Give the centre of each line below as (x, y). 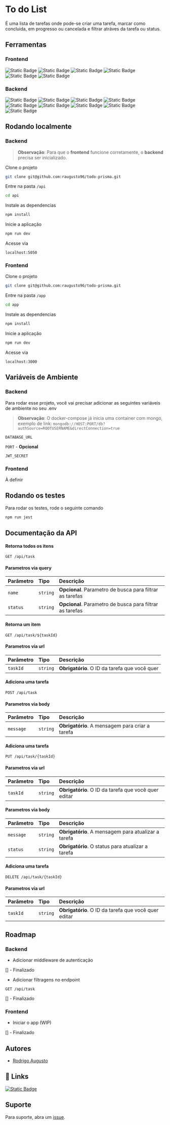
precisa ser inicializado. (42, 157)
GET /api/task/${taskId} (31, 635)
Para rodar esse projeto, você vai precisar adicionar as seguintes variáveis (83, 403)
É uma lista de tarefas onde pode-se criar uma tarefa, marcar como (75, 23)
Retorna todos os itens (30, 546)
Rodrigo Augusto (30, 1061)
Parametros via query (28, 568)
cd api (12, 196)
